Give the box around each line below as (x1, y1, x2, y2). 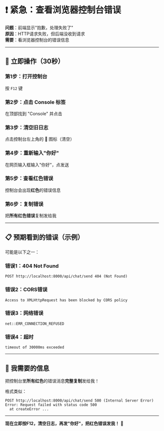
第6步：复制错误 (5, 200, 44, 207)
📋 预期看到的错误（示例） (5, 233, 84, 241)
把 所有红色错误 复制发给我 (5, 213, 57, 218)
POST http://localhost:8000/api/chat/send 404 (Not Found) (5, 274, 128, 279)
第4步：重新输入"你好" (5, 150, 60, 157)
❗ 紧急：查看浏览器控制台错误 (5, 4, 121, 16)
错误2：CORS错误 (5, 286, 48, 293)
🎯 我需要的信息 (5, 364, 50, 372)
